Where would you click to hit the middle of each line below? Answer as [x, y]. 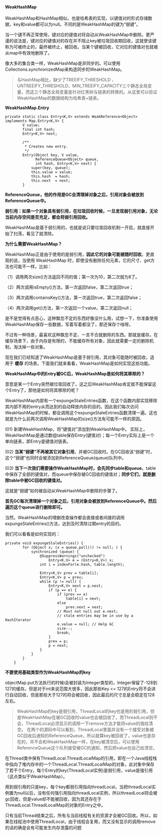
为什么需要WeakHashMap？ [33, 244]
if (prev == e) [73, 595]
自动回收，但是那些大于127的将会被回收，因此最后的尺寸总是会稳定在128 [82, 695]
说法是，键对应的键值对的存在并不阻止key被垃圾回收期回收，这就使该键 [85, 41]
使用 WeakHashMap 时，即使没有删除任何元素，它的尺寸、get [88, 260]
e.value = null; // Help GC [85, 624]
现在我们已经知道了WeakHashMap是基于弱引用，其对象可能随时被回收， [78, 357]
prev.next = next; [84, 607]
